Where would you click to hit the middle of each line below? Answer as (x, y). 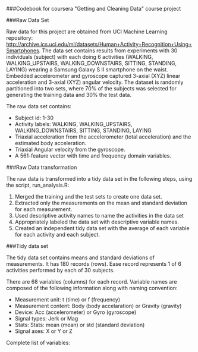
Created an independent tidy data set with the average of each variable (102, 228)
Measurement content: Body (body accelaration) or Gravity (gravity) (98, 306)
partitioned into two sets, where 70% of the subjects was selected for (92, 88)
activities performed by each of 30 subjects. (60, 270)
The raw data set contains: (39, 106)
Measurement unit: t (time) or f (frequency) (67, 299)
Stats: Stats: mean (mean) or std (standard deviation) (80, 325)
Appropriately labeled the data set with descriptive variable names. (97, 222)
